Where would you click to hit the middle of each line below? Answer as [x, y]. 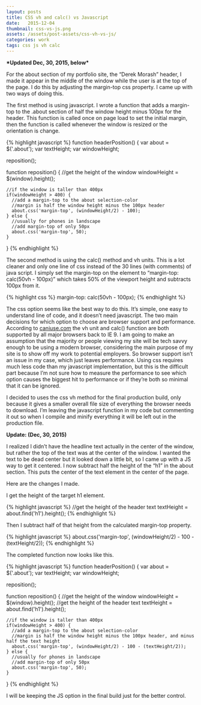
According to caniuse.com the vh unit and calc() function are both [88, 328]
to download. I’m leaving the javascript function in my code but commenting [100, 410]
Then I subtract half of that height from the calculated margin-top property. [99, 525]
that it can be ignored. [34, 386]
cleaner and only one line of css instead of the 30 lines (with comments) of [99, 266]
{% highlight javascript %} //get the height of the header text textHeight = [97, 507]
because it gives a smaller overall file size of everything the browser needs [99, 404]
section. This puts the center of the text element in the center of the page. [97, 472]
